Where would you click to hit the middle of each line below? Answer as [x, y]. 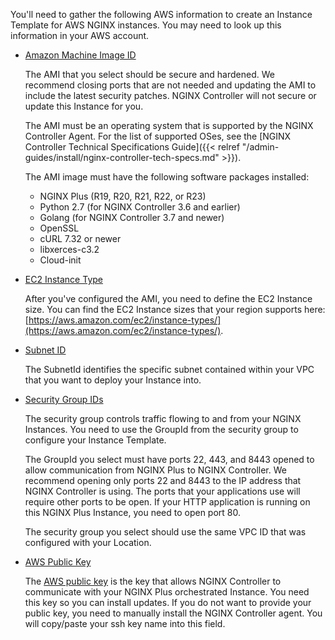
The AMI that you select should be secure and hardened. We [149, 74]
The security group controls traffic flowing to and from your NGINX [163, 418]
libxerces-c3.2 [69, 249]
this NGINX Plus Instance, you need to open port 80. [132, 512]
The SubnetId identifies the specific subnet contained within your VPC [169, 369]
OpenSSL [59, 228]
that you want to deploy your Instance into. [113, 380]
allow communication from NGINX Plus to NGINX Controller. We [155, 470]
